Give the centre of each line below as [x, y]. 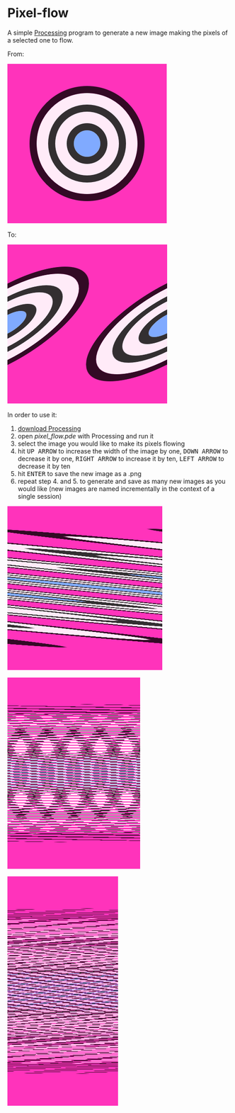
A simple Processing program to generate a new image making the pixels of [118, 33]
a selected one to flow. [40, 40]
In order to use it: [32, 414]
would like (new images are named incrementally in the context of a [116, 488]
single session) [40, 496]
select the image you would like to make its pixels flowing [101, 443]
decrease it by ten [44, 466]
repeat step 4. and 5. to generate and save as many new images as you [121, 481]
